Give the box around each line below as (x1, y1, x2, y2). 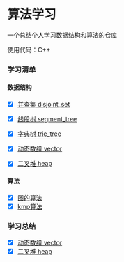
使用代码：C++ (7, 45, 51, 54)
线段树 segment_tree (17, 115, 77, 123)
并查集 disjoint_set (17, 100, 70, 109)
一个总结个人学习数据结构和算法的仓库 (7, 31, 117, 39)
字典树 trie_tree (17, 130, 61, 138)
